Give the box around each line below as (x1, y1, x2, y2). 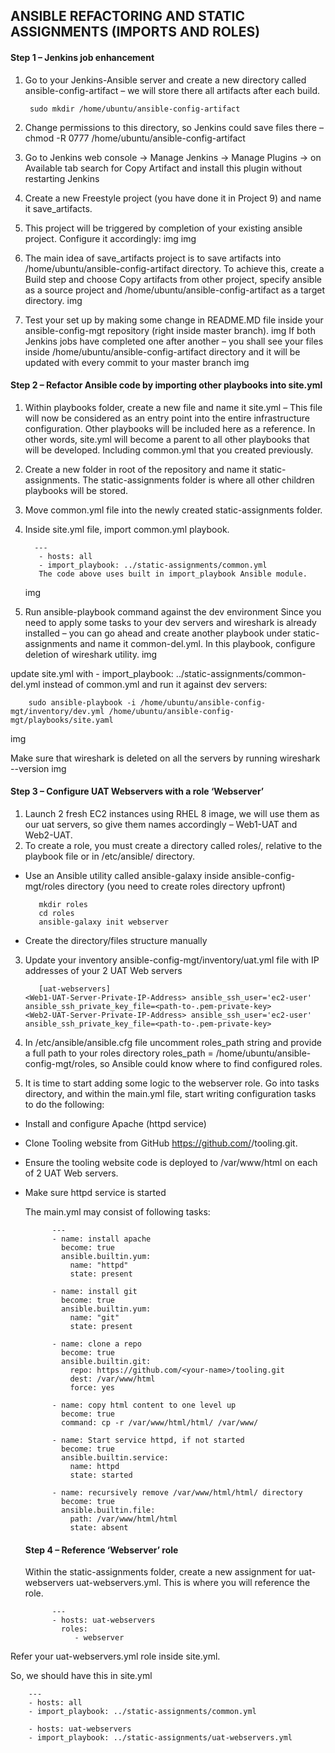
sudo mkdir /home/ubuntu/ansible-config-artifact (29, 104, 241, 114)
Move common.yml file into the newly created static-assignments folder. (24, 504, 323, 516)
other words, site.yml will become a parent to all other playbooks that (24, 433, 310, 445)
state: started (69, 1470, 133, 1480)
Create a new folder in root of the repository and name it (24, 463, 258, 475)
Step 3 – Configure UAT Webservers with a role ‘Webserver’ (10, 785, 265, 798)
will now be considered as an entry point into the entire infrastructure (24, 412, 310, 424)
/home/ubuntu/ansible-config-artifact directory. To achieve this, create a (24, 262, 325, 274)
